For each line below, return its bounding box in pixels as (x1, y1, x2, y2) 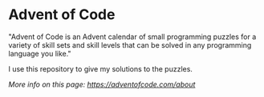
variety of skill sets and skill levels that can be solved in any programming (8, 40, 252, 49)
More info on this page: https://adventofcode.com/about (8, 80, 196, 89)
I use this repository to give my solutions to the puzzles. (8, 64, 193, 73)
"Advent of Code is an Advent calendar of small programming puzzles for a (8, 32, 257, 41)
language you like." (8, 48, 71, 58)
